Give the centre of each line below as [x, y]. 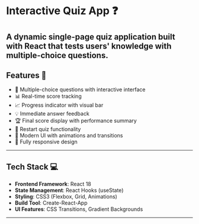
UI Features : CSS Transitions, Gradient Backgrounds [79, 209]
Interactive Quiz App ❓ [62, 11]
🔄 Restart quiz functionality [48, 129]
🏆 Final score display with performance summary [76, 121]
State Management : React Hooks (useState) [69, 190]
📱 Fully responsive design [46, 142]
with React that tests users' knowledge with [89, 46]
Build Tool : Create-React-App [51, 203]
